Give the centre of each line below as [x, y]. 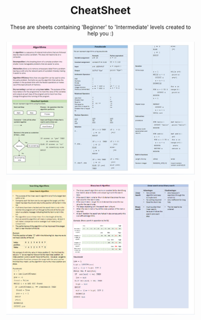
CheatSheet [100, 10]
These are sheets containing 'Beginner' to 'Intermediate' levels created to [100, 27]
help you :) [100, 33]
